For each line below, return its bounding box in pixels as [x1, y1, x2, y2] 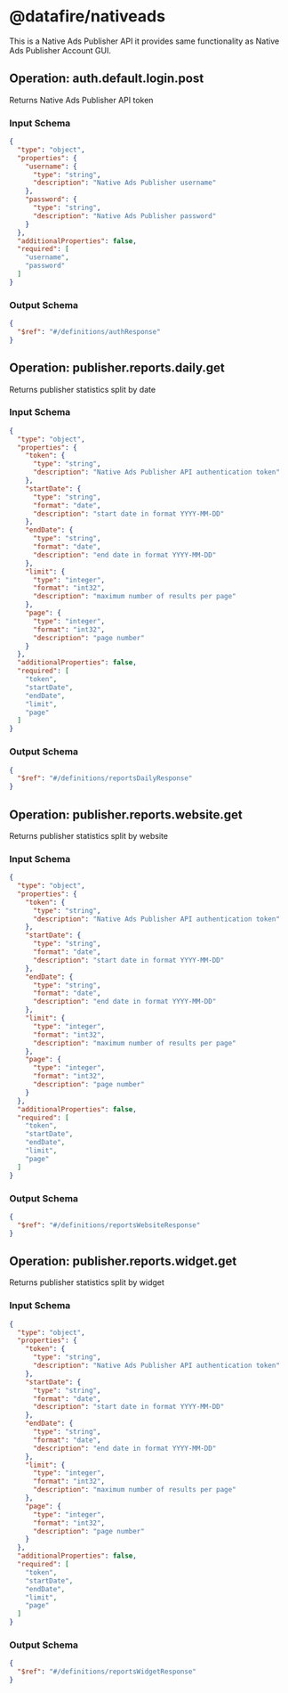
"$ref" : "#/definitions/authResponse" [17, 327, 162, 336]
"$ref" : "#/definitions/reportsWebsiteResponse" [17, 1220, 201, 1230]
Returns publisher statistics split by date [9, 384, 156, 395]
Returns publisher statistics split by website [9, 830, 169, 841]
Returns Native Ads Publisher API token [9, 94, 154, 105]
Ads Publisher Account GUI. [9, 45, 111, 55]
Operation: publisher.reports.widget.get [9, 1253, 237, 1268]
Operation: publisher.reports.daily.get [9, 361, 225, 376]
